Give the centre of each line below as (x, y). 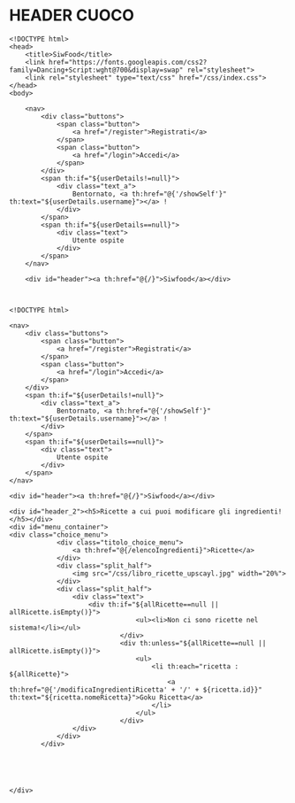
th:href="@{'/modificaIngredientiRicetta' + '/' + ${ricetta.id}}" (136, 690)
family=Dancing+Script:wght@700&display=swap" (96, 70)
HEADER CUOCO (72, 15)
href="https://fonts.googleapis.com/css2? (128, 62)
